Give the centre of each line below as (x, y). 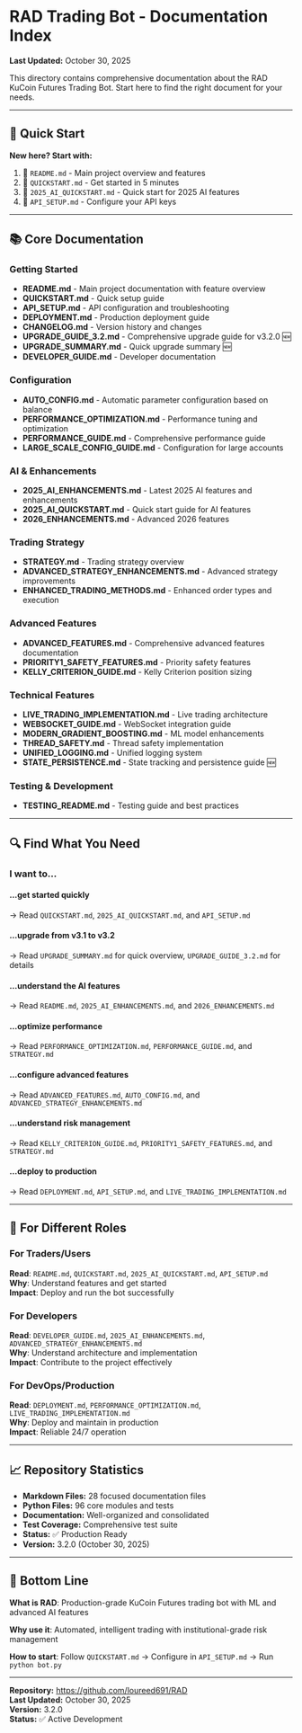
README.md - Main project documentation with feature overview (144, 289)
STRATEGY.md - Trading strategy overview (103, 562)
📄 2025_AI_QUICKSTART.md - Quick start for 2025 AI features (131, 191)
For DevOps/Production (62, 1385)
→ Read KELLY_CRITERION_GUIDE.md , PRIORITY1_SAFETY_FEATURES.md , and (141, 1142)
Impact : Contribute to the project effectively (91, 1362)
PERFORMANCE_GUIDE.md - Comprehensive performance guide (144, 438)
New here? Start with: (51, 156)
